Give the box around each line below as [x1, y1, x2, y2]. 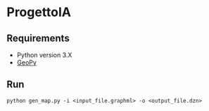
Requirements [6, 32, 70, 44]
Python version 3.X [16, 51, 72, 59]
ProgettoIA [6, 4, 72, 20]
